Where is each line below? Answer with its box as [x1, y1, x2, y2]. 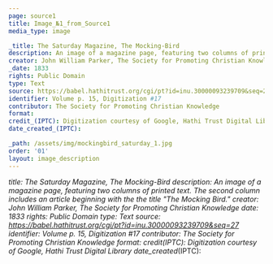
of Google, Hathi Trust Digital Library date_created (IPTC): [8, 245, 201, 256]
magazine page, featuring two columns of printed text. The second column [8, 185, 260, 195]
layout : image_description [8, 154, 100, 162]
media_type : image [8, 27, 71, 35]
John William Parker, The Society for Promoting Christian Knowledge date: [8, 202, 259, 212]
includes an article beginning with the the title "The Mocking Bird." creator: [8, 194, 259, 204]
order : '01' [8, 147, 49, 155]
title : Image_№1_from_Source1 [8, 19, 111, 28]
